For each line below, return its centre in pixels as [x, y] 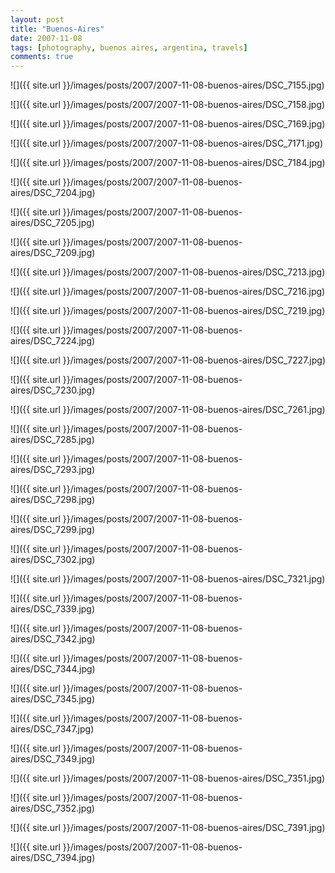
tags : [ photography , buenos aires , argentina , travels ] [129, 47]
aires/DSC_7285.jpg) [52, 440]
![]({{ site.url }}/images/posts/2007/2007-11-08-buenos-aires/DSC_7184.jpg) [168, 163]
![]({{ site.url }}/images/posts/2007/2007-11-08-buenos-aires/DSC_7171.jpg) [167, 143]
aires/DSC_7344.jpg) [53, 669]
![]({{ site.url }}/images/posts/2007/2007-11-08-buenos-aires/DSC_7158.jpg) [168, 105]
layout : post [37, 19]
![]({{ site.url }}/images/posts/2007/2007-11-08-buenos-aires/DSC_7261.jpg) [168, 410]
